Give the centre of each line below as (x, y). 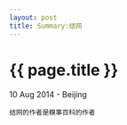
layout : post (33, 17)
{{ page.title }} (64, 70)
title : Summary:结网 (46, 26)
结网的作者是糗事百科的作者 (52, 112)
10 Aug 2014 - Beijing (48, 95)
